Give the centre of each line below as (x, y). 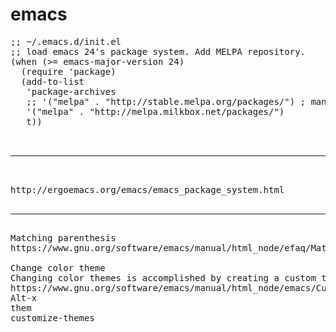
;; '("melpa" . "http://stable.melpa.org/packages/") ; (166, 101)
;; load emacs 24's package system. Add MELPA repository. (158, 51)
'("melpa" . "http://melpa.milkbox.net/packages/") (155, 111)
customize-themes (52, 317)
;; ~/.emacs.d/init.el (66, 41)
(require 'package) (68, 71)
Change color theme (58, 267)
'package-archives (71, 91)
